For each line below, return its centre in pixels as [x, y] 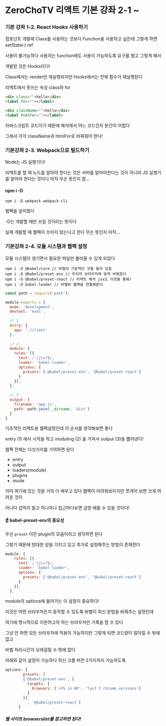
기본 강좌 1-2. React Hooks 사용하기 [46, 27]
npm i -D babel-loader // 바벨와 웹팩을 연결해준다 [54, 284]
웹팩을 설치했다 [20, 211]
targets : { [39, 684]
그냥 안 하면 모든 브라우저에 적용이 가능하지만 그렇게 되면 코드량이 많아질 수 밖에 [83, 633]
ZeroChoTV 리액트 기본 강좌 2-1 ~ [72, 10]
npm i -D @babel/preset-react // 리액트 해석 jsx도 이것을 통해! [68, 279]
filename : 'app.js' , [35, 404]
